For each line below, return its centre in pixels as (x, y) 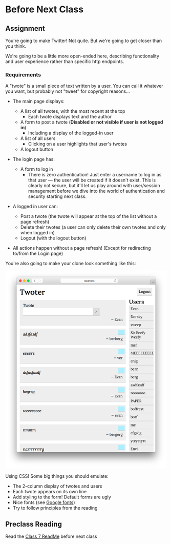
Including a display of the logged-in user (71, 133)
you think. (16, 46)
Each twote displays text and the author (70, 117)
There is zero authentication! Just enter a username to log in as (95, 175)
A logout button (37, 149)
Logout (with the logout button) (53, 238)
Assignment (25, 28)
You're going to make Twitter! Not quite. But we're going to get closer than (84, 41)
